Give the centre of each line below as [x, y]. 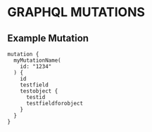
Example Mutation [48, 38]
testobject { [39, 91]
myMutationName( [37, 60]
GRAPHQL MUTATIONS [76, 12]
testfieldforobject [54, 103]
